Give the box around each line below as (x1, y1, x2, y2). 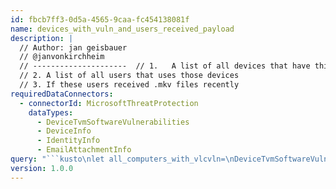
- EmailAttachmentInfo (36, 145, 132, 155)
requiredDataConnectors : (10, 89, 114, 99)
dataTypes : (28, 107, 74, 118)
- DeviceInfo (36, 126, 92, 136)
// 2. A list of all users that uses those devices (19, 71, 240, 81)
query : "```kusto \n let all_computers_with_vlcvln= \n (10, 154, 235, 164)
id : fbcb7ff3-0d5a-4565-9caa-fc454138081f (10, 14, 190, 25)
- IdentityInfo (36, 136, 101, 146)
